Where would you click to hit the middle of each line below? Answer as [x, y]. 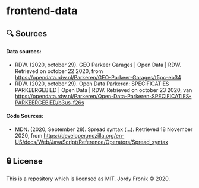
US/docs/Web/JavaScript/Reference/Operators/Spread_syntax [91, 142]
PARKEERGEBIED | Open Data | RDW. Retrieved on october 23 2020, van [103, 90]
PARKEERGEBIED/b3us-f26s [49, 103]
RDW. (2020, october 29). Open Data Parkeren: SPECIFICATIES [92, 84]
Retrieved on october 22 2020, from [59, 71]
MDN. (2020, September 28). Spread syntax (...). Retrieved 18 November [104, 129]
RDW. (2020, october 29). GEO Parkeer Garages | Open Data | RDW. [98, 65]
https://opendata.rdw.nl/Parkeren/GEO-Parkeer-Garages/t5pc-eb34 [98, 77]
